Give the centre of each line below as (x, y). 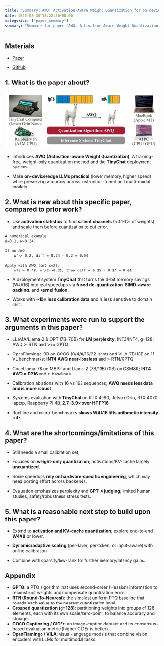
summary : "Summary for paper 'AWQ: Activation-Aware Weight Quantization (82, 26)
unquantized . (26, 467)
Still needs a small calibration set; (46, 452)
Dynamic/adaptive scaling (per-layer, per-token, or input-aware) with (82, 546)
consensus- (146, 624)
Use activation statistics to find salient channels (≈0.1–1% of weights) (83, 221)
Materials (20, 46)
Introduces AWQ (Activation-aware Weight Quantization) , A (73, 156)
